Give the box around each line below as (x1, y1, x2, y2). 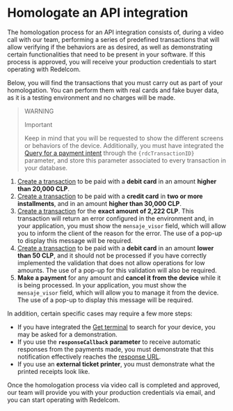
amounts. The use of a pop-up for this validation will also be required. (17, 266, 217, 274)
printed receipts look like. (17, 367, 90, 375)
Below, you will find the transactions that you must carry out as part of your (7, 78, 223, 87)
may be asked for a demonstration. (17, 330, 118, 338)
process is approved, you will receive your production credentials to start (7, 57, 217, 66)
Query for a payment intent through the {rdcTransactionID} (24, 149, 195, 157)
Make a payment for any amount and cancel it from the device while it (17, 274, 221, 282)
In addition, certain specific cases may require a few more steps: (7, 309, 193, 317)
